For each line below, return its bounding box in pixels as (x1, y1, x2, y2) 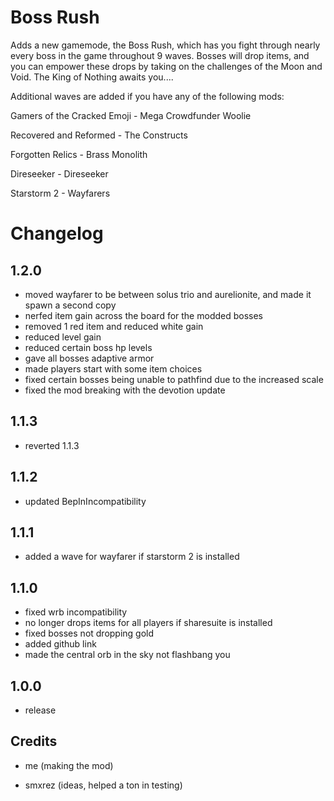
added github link (24, 638, 97, 650)
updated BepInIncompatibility (24, 495, 147, 507)
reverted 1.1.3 (24, 439, 80, 451)
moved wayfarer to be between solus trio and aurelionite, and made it (24, 288, 312, 300)
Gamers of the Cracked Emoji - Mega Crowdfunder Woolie (10, 109, 252, 121)
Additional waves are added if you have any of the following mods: (10, 90, 285, 102)
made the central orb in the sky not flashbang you (24, 649, 231, 661)
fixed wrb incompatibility (24, 606, 128, 618)
